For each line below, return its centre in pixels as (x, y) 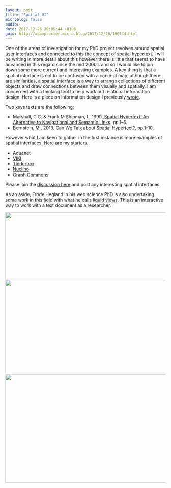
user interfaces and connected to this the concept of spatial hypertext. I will (85, 54)
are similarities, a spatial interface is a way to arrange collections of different (85, 81)
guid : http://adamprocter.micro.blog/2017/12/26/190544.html (72, 34)
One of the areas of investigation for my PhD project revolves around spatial (85, 48)
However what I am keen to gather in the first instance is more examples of (84, 138)
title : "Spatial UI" (27, 15)
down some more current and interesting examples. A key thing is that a (81, 70)
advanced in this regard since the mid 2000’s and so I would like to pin (79, 65)
